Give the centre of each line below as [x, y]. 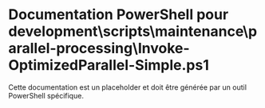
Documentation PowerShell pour [119, 15]
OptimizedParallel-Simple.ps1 [109, 66]
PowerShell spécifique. [46, 95]
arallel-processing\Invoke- [99, 48]
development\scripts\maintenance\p [133, 31]
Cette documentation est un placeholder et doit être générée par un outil [128, 87]
